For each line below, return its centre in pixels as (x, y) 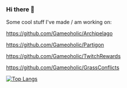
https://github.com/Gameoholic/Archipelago (59, 33)
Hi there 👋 (21, 9)
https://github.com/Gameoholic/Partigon (55, 45)
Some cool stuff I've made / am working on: (59, 22)
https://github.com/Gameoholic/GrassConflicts (63, 67)
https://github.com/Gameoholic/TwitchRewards (63, 56)
